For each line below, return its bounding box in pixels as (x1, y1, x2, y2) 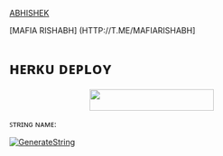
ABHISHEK (9, 8, 50, 18)
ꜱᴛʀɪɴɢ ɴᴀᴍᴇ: (9, 119, 57, 130)
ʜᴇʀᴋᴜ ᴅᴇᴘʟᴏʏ (9, 59, 112, 79)
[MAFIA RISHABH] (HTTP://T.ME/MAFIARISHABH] (9, 25, 196, 35)
